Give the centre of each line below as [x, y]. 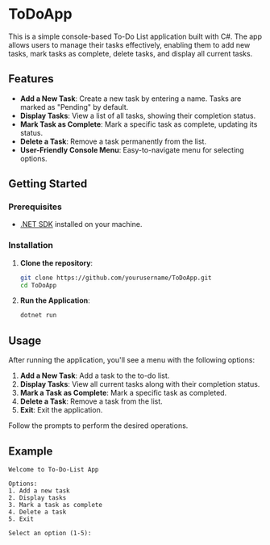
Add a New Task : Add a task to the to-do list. [95, 375]
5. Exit [21, 519]
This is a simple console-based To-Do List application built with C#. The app [135, 36]
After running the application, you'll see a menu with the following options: [132, 360]
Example [31, 451]
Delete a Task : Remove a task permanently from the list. [113, 141]
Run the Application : [55, 300]
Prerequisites [35, 207]
